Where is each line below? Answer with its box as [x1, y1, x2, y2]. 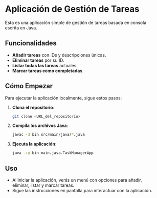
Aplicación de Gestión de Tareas [5, 3, 139, 15]
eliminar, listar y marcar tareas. [12, 182, 75, 188]
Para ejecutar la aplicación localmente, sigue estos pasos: [5, 95, 122, 101]
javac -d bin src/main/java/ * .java [12, 132, 85, 137]
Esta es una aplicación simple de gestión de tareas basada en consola [5, 20, 147, 25]
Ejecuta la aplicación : [12, 141, 57, 147]
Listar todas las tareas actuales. [12, 62, 78, 68]
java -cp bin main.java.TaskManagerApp [12, 150, 94, 155]
